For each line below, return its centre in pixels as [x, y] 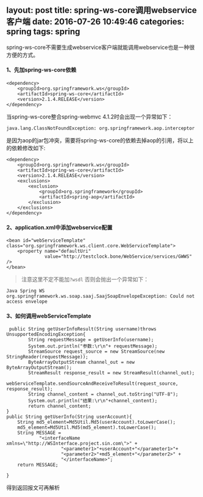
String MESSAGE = [39, 433]
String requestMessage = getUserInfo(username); [91, 340]
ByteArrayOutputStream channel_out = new [82, 362]
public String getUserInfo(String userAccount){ [69, 417]
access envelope [27, 302]
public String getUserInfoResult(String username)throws [83, 329]
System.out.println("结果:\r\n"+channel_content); [93, 401]
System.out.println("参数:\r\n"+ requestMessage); [93, 346]
